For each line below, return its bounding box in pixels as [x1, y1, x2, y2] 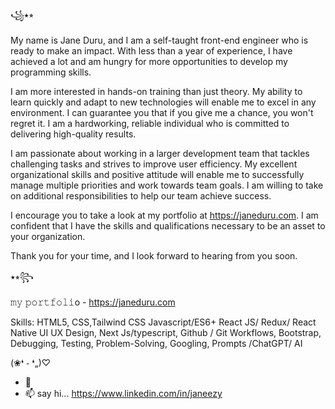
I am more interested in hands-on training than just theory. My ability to [10, 86, 303, 97]
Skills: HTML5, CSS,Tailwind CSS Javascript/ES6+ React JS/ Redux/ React [10, 316, 317, 328]
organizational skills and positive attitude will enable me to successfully [10, 169, 305, 180]
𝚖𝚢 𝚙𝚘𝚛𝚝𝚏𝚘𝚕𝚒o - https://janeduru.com [10, 296, 176, 308]
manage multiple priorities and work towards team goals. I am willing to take [10, 179, 324, 191]
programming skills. [10, 66, 92, 78]
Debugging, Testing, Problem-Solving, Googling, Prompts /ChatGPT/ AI [10, 338, 303, 349]
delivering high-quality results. [10, 128, 137, 140]
